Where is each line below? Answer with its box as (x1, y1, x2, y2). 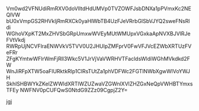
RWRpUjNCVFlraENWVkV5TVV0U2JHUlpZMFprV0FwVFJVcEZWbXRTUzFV (6, 43, 192, 50)
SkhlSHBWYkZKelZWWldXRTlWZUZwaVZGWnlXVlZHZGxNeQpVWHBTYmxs (6, 80, 193, 87)
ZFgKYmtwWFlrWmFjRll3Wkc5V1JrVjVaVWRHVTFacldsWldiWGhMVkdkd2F (6, 56, 191, 62)
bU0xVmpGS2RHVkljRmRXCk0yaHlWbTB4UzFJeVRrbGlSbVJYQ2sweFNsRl (6, 18, 190, 24)
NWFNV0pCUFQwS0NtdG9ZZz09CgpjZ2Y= (20, 87, 128, 93)
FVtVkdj (6, 37, 25, 43)
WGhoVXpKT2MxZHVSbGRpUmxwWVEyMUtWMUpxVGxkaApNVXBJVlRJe (6, 30, 191, 37)
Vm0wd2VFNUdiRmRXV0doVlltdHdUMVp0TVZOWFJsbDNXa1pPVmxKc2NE (6, 5, 191, 12)
